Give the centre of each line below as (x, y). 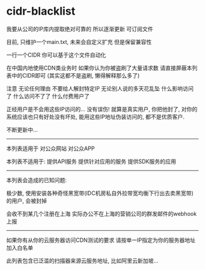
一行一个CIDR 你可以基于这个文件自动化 (56, 55)
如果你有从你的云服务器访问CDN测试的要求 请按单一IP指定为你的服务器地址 (101, 240)
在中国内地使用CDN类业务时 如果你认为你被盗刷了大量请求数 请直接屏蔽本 (99, 68)
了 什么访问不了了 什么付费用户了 (48, 96)
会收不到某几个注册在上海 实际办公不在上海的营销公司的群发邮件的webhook (102, 213)
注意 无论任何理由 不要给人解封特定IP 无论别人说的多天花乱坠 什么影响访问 (100, 88)
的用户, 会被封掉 (27, 200)
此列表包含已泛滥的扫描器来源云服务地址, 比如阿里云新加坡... (82, 260)
